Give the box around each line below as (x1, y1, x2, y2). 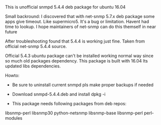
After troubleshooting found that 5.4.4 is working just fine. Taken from (5, 38, 145, 44)
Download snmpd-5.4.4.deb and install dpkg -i (12, 92, 106, 97)
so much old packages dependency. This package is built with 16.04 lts (5, 58, 148, 63)
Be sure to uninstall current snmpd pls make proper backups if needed (12, 82, 154, 88)
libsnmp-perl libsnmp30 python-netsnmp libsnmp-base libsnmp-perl (5, 110, 143, 116)
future (5, 29, 18, 34)
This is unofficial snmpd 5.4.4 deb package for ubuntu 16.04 (5, 4, 126, 10)
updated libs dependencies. (5, 63, 61, 69)
